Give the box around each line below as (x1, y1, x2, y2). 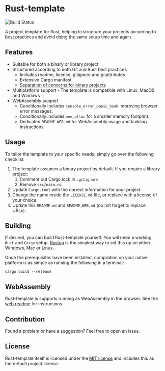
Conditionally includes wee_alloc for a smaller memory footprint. (19, 113, 150, 119)
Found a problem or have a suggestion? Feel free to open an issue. (5, 328, 140, 334)
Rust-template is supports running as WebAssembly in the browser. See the (5, 295, 158, 302)
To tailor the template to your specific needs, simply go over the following (5, 151, 154, 157)
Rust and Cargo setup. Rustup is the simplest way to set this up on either (5, 240, 151, 246)
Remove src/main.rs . (19, 181, 63, 187)
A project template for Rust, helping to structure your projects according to (5, 28, 156, 34)
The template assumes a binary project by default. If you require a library (12, 165, 160, 172)
